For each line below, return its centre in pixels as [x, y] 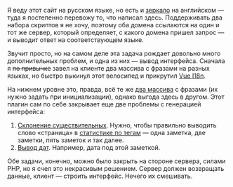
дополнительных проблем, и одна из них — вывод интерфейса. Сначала [116, 61]
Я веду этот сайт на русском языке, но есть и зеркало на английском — [116, 10]
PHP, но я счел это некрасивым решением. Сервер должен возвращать [116, 168]
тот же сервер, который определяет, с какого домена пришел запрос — [116, 32]
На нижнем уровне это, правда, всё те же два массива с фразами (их [113, 89]
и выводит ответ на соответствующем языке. [75, 40]
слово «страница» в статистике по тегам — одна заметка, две [111, 133]
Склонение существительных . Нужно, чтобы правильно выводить [117, 125]
